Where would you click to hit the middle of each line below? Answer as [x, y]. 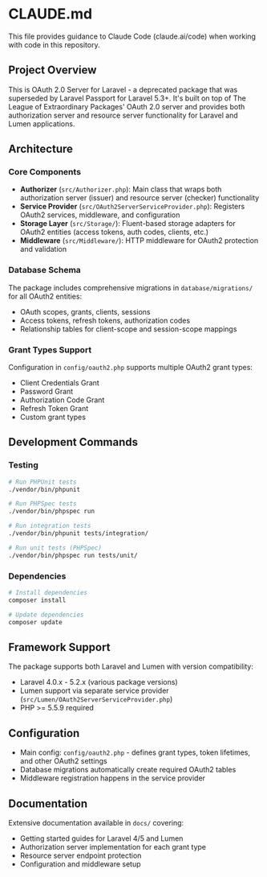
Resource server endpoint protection [81, 855]
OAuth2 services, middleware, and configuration [100, 215]
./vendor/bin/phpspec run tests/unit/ [73, 555]
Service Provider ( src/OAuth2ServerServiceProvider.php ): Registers [132, 207]
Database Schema [45, 270]
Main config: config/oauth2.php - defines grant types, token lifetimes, [135, 752]
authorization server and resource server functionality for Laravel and [123, 115]
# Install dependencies [48, 593]
